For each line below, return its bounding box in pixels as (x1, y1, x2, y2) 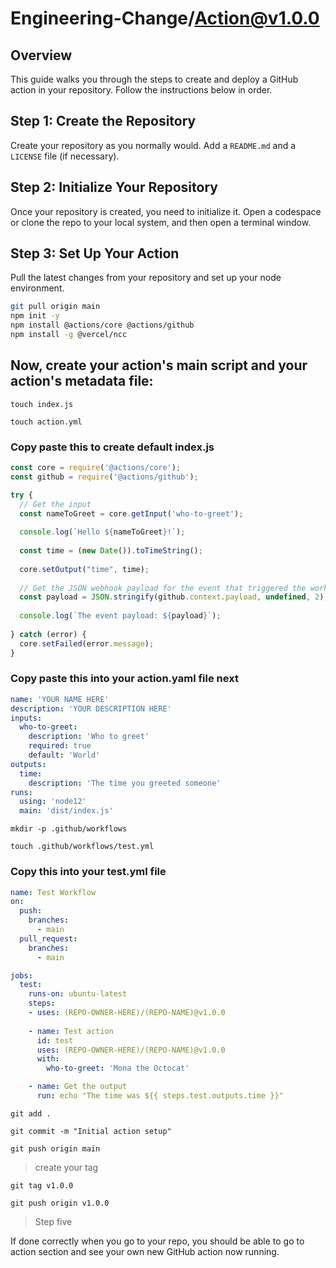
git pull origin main (10, 302, 101, 312)
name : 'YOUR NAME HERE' (10, 694, 110, 704)
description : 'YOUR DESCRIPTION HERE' (10, 703, 172, 714)
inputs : (10, 713, 43, 723)
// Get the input (19, 499, 92, 509)
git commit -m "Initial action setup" (10, 1126, 172, 1136)
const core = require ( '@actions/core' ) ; (10, 463, 182, 473)
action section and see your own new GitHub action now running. (10, 1245, 280, 1257)
